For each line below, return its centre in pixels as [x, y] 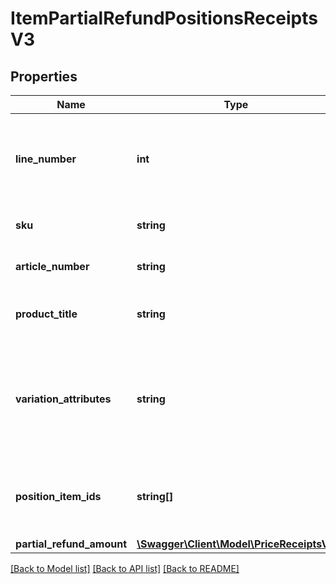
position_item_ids [58, 496]
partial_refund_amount [71, 544]
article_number [52, 266]
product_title [46, 314]
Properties [44, 76]
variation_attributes [63, 399]
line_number [46, 159]
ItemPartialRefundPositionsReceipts [164, 18]
